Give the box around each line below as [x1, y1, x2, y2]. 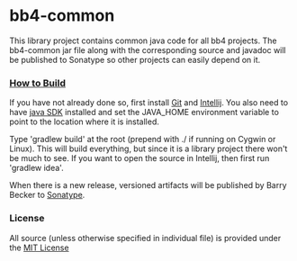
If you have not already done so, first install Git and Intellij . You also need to [9, 97, 289, 108]
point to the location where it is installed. [9, 116, 160, 127]
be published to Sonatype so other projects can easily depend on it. [9, 54, 261, 65]
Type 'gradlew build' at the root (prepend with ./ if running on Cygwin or [9, 134, 276, 145]
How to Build [9, 76, 66, 89]
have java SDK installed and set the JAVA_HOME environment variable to [9, 107, 279, 118]
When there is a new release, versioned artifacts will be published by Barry [9, 180, 287, 191]
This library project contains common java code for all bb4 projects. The [9, 35, 277, 46]
